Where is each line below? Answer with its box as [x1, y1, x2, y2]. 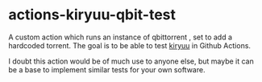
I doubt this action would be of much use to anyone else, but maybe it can [8, 56, 254, 66]
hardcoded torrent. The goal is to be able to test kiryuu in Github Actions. [8, 40, 252, 50]
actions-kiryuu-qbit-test [8, 6, 176, 24]
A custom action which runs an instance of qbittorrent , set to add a [8, 32, 232, 42]
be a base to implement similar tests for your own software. [8, 64, 206, 74]
